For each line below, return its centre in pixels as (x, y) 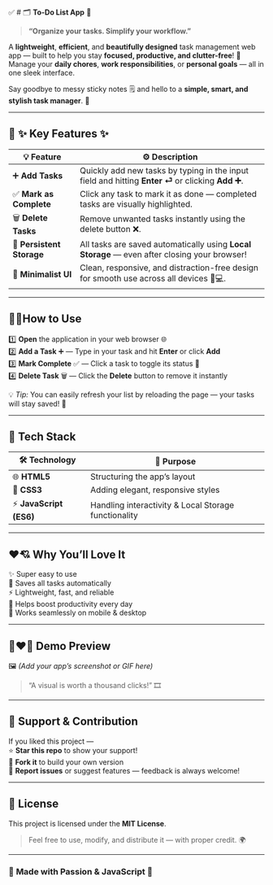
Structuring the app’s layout (143, 477)
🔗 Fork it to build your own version (66, 762)
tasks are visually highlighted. (136, 204)
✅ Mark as (33, 194)
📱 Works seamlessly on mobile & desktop (78, 613)
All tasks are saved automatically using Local (166, 244)
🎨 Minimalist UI (42, 274)
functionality (114, 515)
